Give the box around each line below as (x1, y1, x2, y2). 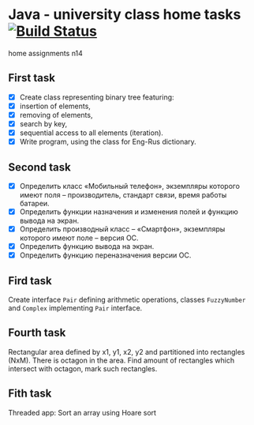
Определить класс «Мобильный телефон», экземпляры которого (19, 181, 241, 190)
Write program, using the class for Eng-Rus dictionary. (19, 137, 197, 147)
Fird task (8, 274, 53, 288)
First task (8, 71, 55, 85)
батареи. (19, 199, 50, 208)
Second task (8, 160, 71, 174)
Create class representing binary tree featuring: (19, 92, 175, 102)
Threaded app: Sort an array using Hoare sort (8, 408, 156, 417)
